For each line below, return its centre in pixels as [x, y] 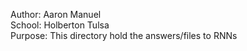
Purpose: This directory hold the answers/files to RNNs [124, 35]
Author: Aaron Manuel [56, 14]
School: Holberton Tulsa [60, 25]
